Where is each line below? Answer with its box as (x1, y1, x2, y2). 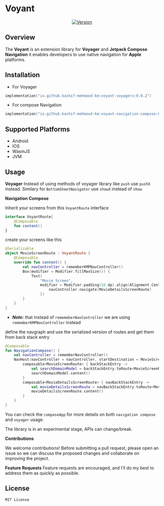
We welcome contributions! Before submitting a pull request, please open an (5, 445, 159, 451)
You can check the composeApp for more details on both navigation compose (5, 411, 156, 417)
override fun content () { (14, 260, 67, 265)
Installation (5, 71, 40, 79)
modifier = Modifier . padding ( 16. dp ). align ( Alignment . (40, 283, 152, 287)
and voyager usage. (5, 417, 44, 422)
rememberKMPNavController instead (12, 319, 81, 325)
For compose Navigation (12, 102, 62, 108)
